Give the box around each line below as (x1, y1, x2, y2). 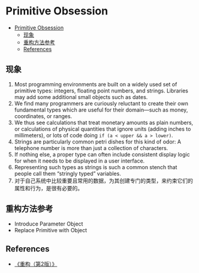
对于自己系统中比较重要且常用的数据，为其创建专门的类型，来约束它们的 (14, 177, 193, 184)
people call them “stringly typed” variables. (14, 170, 121, 177)
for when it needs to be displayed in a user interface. (14, 157, 145, 164)
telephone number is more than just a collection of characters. (14, 144, 168, 151)
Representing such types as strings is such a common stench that (14, 163, 177, 170)
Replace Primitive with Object (14, 226, 88, 233)
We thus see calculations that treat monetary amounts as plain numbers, (14, 119, 194, 126)
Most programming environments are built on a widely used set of (14, 80, 177, 88)
